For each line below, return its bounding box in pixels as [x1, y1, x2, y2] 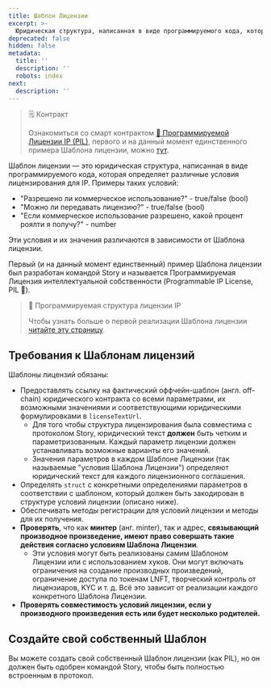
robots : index [15, 72, 63, 80]
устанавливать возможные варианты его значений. [31, 446, 211, 455]
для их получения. [19, 514, 84, 524]
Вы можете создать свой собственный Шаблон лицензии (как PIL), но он [8, 653, 261, 663]
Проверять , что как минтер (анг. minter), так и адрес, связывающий [19, 522, 260, 533]
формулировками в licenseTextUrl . [19, 411, 142, 421]
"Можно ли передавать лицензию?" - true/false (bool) [19, 203, 205, 212]
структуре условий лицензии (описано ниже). [19, 497, 179, 507]
